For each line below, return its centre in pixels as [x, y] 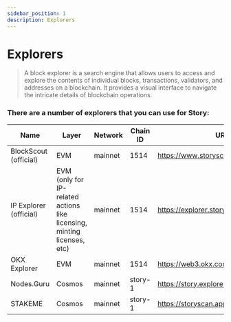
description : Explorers [41, 20]
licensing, [71, 223]
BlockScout [29, 151]
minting [68, 231]
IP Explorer [28, 205]
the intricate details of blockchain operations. [88, 95]
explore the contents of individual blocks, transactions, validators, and [123, 81]
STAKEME [27, 303]
